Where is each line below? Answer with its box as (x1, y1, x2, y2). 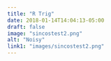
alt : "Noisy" (7, 36, 45, 43)
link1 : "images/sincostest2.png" (7, 43, 105, 50)
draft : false (7, 23, 45, 30)
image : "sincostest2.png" (7, 29, 82, 37)
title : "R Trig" (7, 10, 54, 18)
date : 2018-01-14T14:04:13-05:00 (7, 17, 105, 24)
